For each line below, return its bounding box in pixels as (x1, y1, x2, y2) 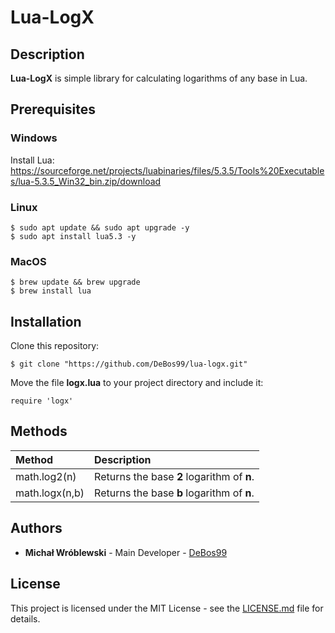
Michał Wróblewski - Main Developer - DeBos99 (24, 546, 228, 558)
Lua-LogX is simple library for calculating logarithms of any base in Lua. (10, 72, 308, 84)
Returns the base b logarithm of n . (94, 486, 255, 500)
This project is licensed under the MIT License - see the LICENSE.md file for (10, 602, 324, 614)
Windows (10, 131, 58, 145)
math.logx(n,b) (15, 486, 85, 500)
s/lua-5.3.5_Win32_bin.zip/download (10, 175, 162, 187)
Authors (10, 520, 63, 537)
